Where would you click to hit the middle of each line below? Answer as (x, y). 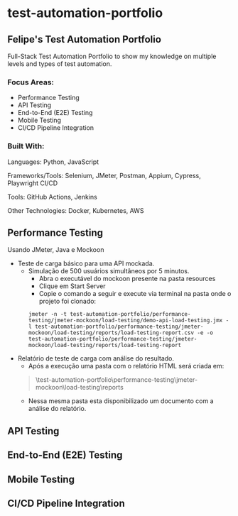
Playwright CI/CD (33, 183)
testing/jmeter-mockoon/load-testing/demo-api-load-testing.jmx (125, 321)
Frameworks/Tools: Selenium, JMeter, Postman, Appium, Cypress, (104, 175)
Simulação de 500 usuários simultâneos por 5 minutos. (109, 271)
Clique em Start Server (72, 286)
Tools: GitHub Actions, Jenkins (52, 197)
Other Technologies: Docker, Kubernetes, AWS (76, 210)
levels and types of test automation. (60, 64)
